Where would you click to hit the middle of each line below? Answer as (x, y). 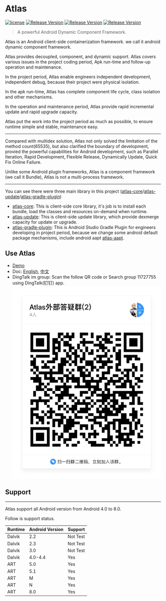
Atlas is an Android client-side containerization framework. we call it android (83, 41)
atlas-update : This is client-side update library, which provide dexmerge (85, 217)
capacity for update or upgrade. (45, 222)
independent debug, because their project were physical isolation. (72, 82)
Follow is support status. (30, 518)
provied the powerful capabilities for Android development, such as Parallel (82, 151)
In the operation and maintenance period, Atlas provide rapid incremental (80, 106)
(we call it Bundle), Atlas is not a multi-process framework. (65, 177)
